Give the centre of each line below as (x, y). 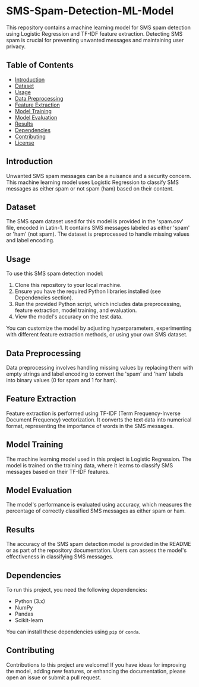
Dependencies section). (44, 298)
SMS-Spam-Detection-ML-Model (90, 11)
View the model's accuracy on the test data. (69, 317)
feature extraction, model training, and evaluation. (76, 310)
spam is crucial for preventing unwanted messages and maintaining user (95, 40)
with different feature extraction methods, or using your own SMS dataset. (97, 335)
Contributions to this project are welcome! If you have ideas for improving (96, 664)
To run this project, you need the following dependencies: (77, 590)
